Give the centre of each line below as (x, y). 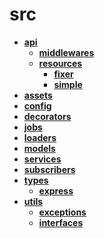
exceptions (62, 212)
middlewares (66, 52)
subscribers (49, 169)
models (39, 148)
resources (60, 63)
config (37, 105)
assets (38, 95)
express (56, 190)
